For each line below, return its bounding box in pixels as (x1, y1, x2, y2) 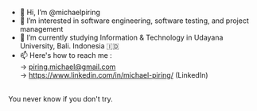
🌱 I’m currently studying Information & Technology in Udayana (19, 33, 224, 42)
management (19, 25, 64, 33)
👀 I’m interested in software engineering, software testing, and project (19, 16, 249, 25)
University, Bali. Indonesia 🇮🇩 (19, 41, 119, 51)
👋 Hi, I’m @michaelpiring (19, 8, 101, 17)
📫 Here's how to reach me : (19, 51, 113, 59)
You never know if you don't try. (8, 94, 113, 103)
